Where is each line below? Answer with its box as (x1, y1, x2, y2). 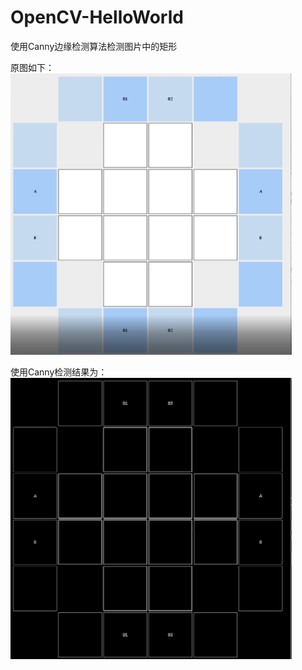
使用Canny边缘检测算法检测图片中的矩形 (10, 40, 178, 52)
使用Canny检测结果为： (10, 366, 108, 378)
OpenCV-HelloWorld (10, 6, 184, 29)
